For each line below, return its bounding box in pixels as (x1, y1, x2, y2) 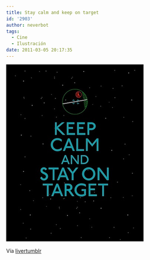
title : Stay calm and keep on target (6, 9, 99, 15)
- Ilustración (11, 41, 46, 47)
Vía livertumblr (6, 247, 42, 254)
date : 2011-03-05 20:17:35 (6, 47, 73, 53)
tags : (6, 28, 19, 34)
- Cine (11, 34, 28, 41)
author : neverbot (6, 22, 49, 28)
